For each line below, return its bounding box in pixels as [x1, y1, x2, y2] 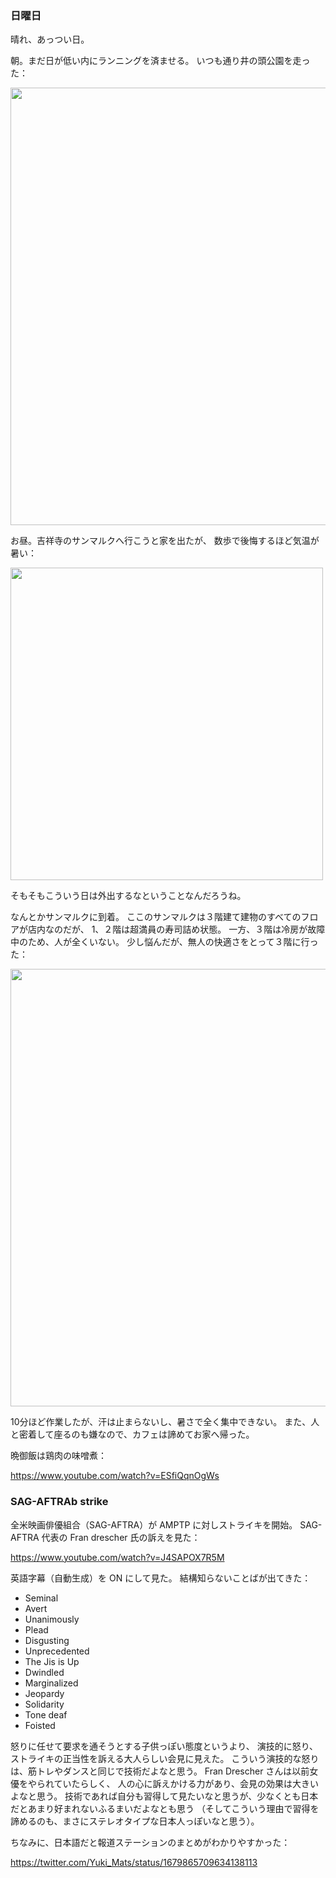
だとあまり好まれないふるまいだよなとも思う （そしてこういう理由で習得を [10, 1802, 320, 1814]
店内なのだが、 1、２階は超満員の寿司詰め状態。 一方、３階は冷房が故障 [27, 923, 326, 936]
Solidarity [24, 1698, 65, 1710]
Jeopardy [24, 1687, 65, 1699]
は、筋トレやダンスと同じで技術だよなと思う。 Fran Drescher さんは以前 [10, 1765, 310, 1777]
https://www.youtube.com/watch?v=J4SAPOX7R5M [10, 1551, 225, 1563]
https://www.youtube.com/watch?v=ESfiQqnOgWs [10, 1470, 220, 1482]
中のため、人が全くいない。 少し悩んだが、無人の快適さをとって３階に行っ [10, 936, 319, 948]
